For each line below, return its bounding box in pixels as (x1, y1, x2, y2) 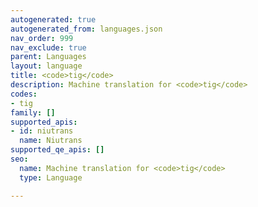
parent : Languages (10, 52, 87, 62)
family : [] (10, 107, 56, 118)
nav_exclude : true (10, 42, 87, 53)
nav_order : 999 (10, 33, 74, 43)
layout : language (10, 61, 83, 71)
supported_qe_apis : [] (10, 145, 105, 155)
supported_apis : (10, 117, 78, 127)
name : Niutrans (19, 136, 83, 146)
